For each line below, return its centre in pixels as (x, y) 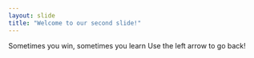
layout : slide (32, 15)
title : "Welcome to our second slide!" (75, 23)
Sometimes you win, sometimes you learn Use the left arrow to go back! (127, 45)
